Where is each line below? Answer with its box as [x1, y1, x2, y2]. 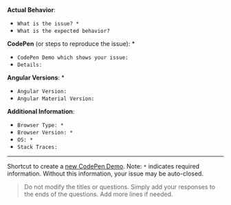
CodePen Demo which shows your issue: [16, 54, 129, 61]
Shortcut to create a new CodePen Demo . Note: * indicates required [7, 162, 200, 170]
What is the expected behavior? [16, 27, 110, 34]
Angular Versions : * [7, 73, 65, 82]
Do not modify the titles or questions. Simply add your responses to [23, 183, 215, 191]
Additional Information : [7, 108, 75, 115]
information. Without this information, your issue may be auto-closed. [7, 169, 204, 178]
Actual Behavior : [7, 6, 56, 14]
